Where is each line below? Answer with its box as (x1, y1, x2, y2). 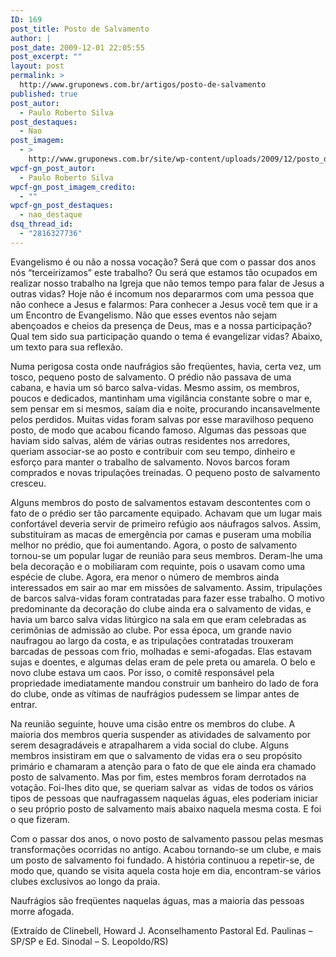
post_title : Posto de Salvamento (10, 24, 150, 34)
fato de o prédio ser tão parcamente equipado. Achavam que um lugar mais (10, 507, 323, 519)
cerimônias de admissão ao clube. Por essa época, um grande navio (10, 624, 292, 636)
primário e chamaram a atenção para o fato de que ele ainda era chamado (10, 760, 317, 772)
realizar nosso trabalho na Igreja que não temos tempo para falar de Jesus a (10, 277, 325, 289)
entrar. (10, 698, 38, 710)
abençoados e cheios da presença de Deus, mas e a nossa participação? (10, 319, 312, 331)
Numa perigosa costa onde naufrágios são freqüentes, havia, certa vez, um (10, 360, 322, 372)
